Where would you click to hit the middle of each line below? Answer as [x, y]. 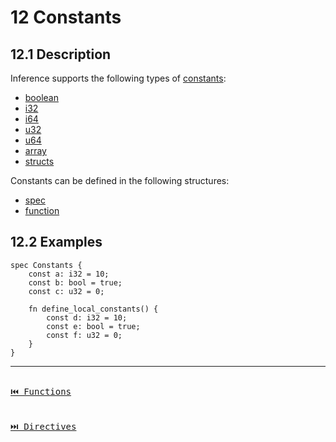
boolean [41, 97]
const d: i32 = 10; [87, 317]
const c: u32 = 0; [66, 291]
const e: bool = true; [93, 326]
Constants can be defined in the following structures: [120, 180]
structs [39, 161]
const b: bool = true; [75, 282]
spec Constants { [46, 265]
